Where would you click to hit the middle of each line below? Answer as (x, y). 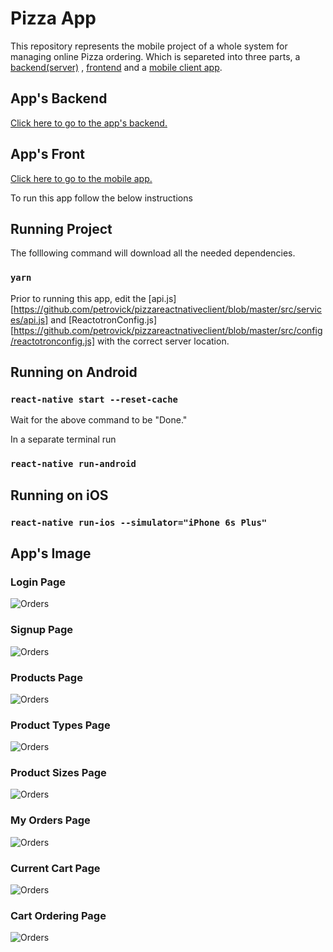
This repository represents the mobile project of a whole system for (149, 46)
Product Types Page (60, 725)
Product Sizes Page (58, 773)
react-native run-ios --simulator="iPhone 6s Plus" (139, 522)
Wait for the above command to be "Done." (99, 420)
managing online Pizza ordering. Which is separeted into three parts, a (155, 56)
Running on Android (74, 372)
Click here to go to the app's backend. (89, 123)
